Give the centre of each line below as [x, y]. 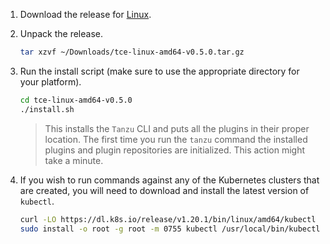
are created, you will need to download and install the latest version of [164, 190]
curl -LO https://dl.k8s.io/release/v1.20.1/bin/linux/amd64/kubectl [168, 219]
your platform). [50, 81]
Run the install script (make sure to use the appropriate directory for [159, 71]
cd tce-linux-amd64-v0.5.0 [76, 100]
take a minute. [74, 160]
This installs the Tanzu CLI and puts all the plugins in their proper [177, 128]
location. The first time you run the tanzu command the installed [176, 139]
